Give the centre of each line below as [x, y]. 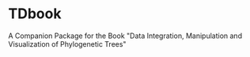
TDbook [35, 14]
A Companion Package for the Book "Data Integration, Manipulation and [125, 36]
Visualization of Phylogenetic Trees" [67, 44]
